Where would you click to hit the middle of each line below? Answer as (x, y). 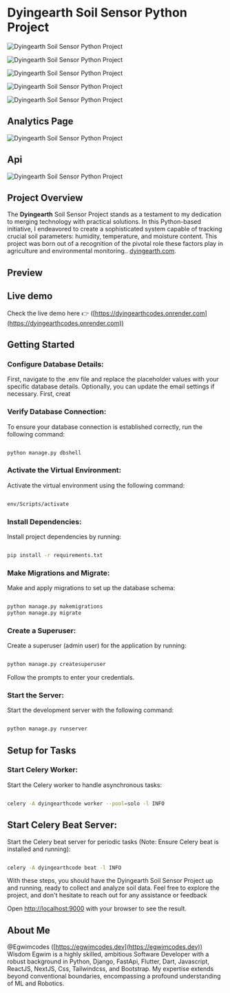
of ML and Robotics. (36, 983)
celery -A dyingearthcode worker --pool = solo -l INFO (86, 804)
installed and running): (39, 849)
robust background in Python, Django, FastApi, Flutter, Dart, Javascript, (108, 961)
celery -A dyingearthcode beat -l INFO (64, 868)
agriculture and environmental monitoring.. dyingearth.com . (92, 251)
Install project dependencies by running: (64, 536)
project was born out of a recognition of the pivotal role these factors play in (115, 244)
